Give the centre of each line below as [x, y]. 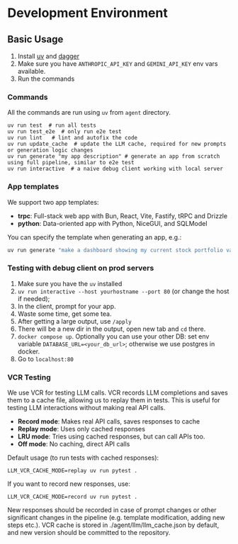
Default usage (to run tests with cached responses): [83, 458]
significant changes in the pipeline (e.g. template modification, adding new [116, 518]
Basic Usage [35, 39]
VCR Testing [29, 377]
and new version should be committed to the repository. [89, 533]
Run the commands [46, 79]
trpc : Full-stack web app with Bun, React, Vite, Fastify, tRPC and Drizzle [123, 216]
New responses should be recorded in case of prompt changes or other [112, 510]
